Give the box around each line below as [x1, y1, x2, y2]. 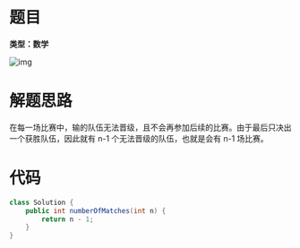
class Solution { [9, 198, 74, 207]
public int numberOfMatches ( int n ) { [25, 206, 167, 215]
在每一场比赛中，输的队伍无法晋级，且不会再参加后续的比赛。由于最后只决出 [9, 122, 292, 133]
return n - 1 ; [41, 215, 94, 224]
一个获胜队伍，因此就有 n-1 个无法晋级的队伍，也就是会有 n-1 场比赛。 [9, 133, 269, 143]
